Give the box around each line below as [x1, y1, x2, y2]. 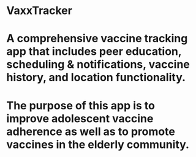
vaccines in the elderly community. [6, 137, 190, 152]
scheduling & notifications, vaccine [6, 57, 190, 71]
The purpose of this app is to [6, 98, 155, 112]
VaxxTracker [6, 4, 72, 18]
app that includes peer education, [6, 45, 182, 59]
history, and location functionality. [6, 71, 186, 84]
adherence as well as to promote [6, 125, 176, 138]
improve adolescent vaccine [6, 111, 154, 125]
